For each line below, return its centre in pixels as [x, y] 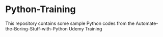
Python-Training [40, 9]
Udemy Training [85, 28]
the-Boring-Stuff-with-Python [36, 28]
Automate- [147, 23]
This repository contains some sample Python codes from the [70, 23]
